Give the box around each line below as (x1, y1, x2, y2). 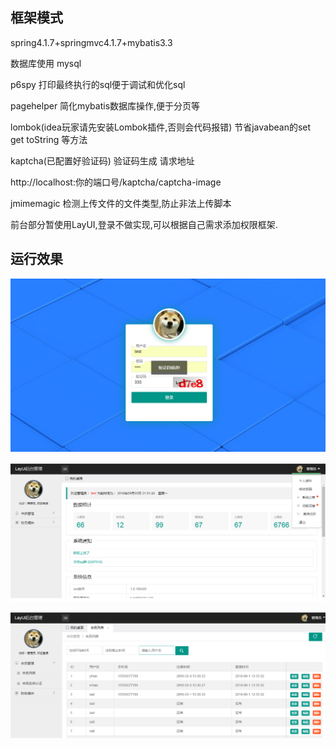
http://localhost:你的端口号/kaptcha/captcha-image (10, 176, 222, 188)
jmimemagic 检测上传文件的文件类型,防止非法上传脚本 (10, 197, 232, 209)
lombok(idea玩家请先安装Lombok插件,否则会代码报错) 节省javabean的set (10, 121, 312, 133)
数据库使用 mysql (10, 57, 82, 69)
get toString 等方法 (10, 133, 88, 145)
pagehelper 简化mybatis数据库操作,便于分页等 (10, 99, 201, 112)
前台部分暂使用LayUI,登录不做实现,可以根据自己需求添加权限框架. (10, 218, 278, 230)
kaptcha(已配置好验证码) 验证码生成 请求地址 (10, 154, 195, 167)
